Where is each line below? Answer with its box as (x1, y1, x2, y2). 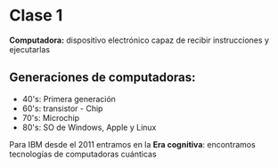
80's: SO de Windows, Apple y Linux (21, 122, 157, 132)
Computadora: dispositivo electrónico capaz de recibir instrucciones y (9, 35, 270, 45)
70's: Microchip (21, 112, 80, 123)
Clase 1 (9, 5, 63, 26)
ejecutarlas (9, 44, 51, 54)
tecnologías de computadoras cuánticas (9, 148, 158, 159)
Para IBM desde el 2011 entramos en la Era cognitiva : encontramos (9, 139, 256, 149)
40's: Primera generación (21, 93, 116, 104)
